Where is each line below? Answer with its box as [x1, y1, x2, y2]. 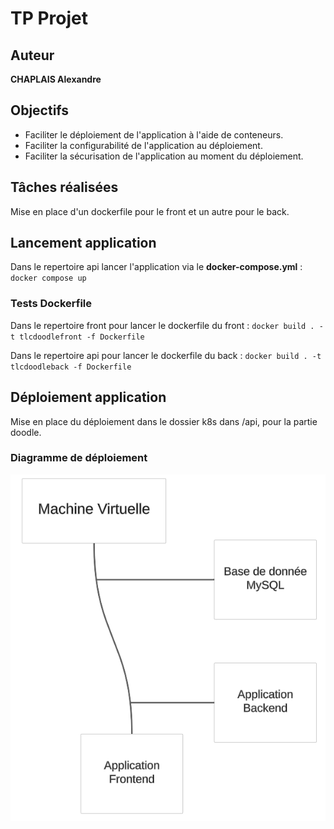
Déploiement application [10, 389, 167, 406]
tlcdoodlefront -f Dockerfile [19, 332, 145, 342]
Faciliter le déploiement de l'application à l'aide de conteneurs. [24, 128, 284, 141]
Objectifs [10, 102, 70, 119]
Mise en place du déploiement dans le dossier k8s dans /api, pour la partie [10, 415, 318, 427]
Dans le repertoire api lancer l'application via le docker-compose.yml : [10, 261, 303, 273]
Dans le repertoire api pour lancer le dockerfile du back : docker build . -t [10, 349, 322, 361]
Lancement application [10, 235, 157, 252]
